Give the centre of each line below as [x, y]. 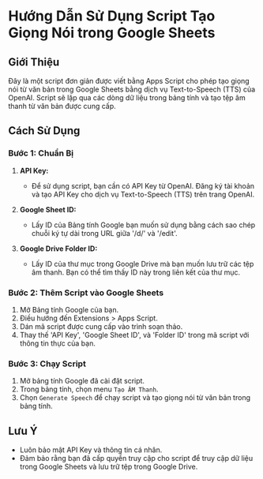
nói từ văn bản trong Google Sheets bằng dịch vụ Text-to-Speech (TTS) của [132, 89]
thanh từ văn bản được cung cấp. [62, 106]
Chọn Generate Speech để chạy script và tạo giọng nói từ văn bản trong [135, 398]
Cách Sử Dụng [44, 131]
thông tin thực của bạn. [58, 343]
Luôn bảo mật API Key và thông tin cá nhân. [91, 450]
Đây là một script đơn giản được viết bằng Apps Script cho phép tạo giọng [129, 81]
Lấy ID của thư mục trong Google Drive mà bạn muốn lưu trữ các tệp [143, 264]
